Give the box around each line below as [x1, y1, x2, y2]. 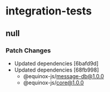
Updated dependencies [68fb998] [14, 66, 99, 73]
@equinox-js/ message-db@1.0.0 [23, 72, 104, 79]
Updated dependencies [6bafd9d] [14, 60, 99, 67]
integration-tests [5, 4, 92, 18]
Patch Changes [5, 46, 51, 55]
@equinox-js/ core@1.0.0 [23, 79, 84, 86]
